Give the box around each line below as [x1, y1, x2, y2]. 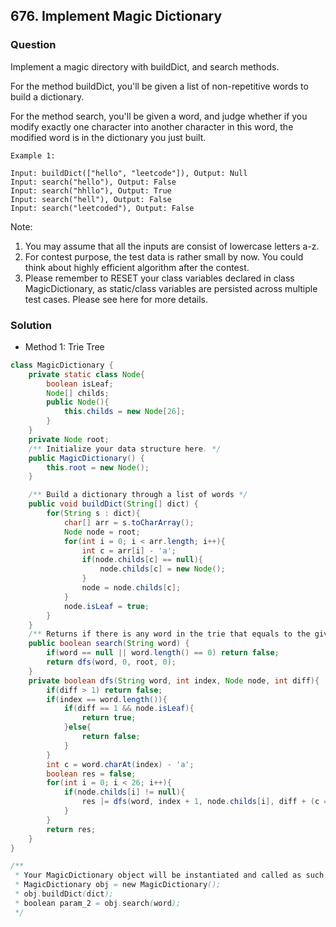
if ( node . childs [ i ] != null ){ [63, 787, 186, 798]
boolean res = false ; [46, 769, 137, 779]
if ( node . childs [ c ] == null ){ [81, 555, 203, 565]
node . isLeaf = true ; [63, 601, 150, 611]
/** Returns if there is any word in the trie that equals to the [28, 629, 311, 639]
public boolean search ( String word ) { [28, 639, 190, 649]
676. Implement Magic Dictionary [10, 8, 223, 25]
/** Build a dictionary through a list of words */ [28, 490, 248, 500]
